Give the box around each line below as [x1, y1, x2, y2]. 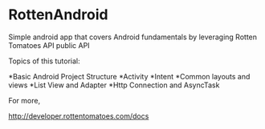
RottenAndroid [8, 6, 108, 24]
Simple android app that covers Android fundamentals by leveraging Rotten [8, 32, 258, 42]
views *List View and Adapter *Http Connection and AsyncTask [8, 80, 220, 90]
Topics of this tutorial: [8, 56, 80, 66]
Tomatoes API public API [8, 40, 90, 50]
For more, [8, 95, 41, 105]
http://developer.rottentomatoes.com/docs [8, 111, 149, 121]
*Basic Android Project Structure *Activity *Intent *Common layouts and [8, 71, 251, 81]
